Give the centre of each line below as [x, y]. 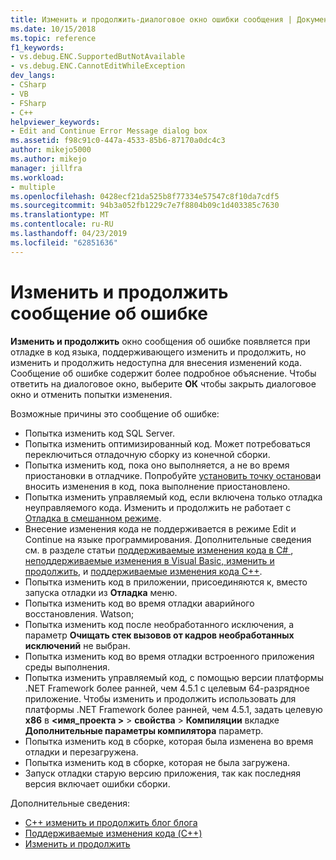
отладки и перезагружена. [81, 752]
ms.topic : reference [53, 38]
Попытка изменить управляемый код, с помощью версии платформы [174, 677]
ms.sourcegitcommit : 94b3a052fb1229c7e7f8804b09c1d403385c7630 [145, 206]
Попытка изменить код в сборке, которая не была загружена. [157, 762]
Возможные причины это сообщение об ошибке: [115, 413]
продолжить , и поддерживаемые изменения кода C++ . [143, 571]
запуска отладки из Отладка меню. [101, 592]
